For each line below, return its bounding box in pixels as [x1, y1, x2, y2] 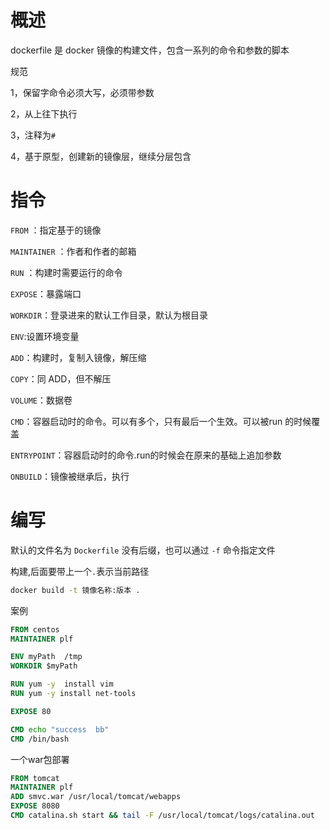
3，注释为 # [10, 129, 56, 141]
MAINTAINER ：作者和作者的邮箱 [10, 245, 137, 257]
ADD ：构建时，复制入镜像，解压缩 [10, 351, 147, 363]
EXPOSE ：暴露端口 [10, 287, 82, 300]
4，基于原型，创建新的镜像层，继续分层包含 [10, 150, 192, 162]
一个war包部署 [10, 753, 70, 765]
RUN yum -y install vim [10, 679, 114, 690]
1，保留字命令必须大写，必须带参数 [10, 86, 155, 98]
